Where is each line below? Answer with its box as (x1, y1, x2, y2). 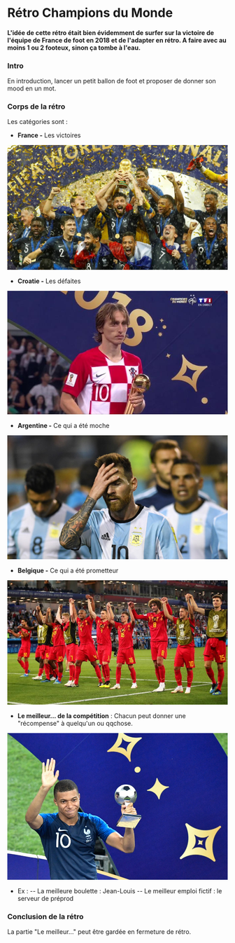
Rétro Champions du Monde (7, 5, 173, 21)
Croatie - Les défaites (17, 277, 81, 285)
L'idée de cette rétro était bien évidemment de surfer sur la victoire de (7, 28, 215, 36)
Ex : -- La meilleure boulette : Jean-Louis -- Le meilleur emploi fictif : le (17, 887, 222, 895)
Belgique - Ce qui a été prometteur (17, 566, 119, 574)
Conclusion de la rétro (7, 912, 84, 922)
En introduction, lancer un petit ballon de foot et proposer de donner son (7, 77, 217, 85)
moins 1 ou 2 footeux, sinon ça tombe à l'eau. (7, 43, 141, 52)
